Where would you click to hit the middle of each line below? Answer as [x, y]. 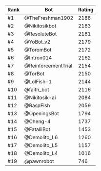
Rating [86, 10]
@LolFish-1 [38, 82]
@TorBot [34, 74]
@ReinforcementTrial [48, 66]
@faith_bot [37, 89]
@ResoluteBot [40, 34]
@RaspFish [37, 106]
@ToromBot [38, 50]
